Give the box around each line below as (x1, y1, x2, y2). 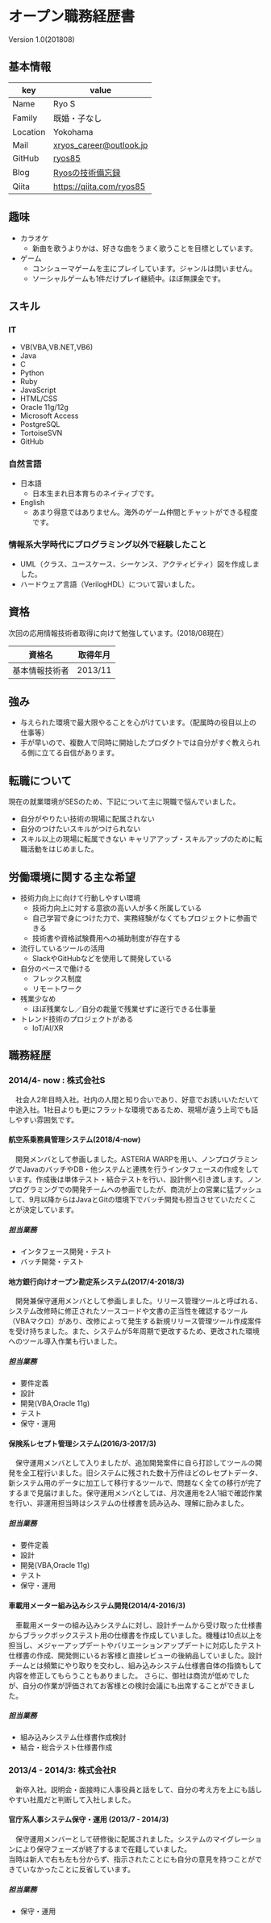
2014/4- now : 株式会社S (8, 1075, 106, 1086)
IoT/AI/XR (31, 1023, 64, 1033)
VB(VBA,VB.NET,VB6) (19, 342, 94, 352)
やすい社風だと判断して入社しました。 (8, 1795, 135, 1804)
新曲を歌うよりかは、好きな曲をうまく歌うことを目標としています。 (31, 243, 257, 253)
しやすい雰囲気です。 (8, 1114, 79, 1124)
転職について (8, 774, 73, 788)
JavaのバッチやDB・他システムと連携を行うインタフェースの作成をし (22, 1164, 252, 1174)
